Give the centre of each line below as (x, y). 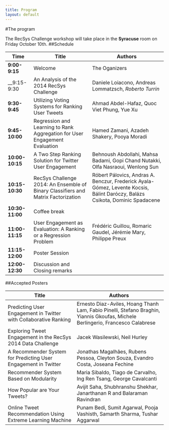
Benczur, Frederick (115, 181)
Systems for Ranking (58, 106)
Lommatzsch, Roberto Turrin (126, 89)
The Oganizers (110, 68)
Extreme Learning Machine (39, 420)
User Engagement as (58, 223)
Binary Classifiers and (59, 191)
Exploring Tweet (27, 331)
